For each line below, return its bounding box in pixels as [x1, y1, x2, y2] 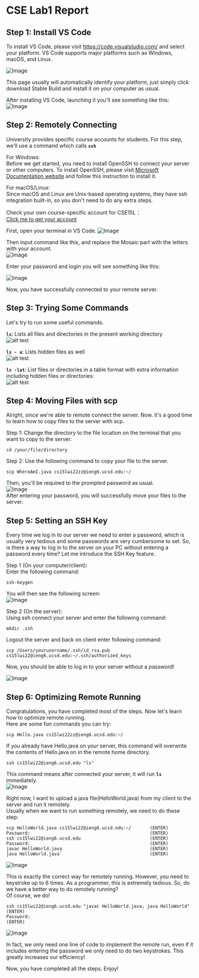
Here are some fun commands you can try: [6, 720, 111, 728]
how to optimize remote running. [6, 714, 86, 721]
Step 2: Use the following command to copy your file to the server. [6, 458, 169, 465]
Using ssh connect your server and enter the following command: [6, 614, 167, 621]
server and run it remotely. [6, 801, 71, 808]
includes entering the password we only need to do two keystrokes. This [6, 947, 184, 954]
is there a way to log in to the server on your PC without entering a [6, 544, 169, 551]
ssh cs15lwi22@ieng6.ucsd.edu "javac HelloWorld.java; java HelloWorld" [6, 904, 190, 910]
